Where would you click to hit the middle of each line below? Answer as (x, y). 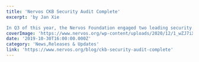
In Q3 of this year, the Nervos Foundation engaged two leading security (99, 28)
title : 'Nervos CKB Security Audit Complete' (63, 12)
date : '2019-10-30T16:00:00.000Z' (49, 39)
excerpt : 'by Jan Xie (33, 17)
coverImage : (21, 33)
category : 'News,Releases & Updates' (53, 44)
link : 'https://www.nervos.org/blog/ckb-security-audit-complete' (90, 50)
